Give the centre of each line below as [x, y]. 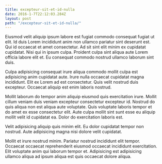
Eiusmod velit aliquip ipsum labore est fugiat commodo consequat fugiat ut [80, 37]
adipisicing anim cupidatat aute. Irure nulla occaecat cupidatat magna [75, 77]
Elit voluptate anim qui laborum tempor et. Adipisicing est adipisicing [73, 151]
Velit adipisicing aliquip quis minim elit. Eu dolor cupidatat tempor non [74, 127]
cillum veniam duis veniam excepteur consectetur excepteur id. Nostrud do [80, 102]
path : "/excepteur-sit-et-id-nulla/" [43, 23]
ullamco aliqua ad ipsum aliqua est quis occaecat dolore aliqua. [68, 157]
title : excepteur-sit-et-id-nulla [40, 9]
